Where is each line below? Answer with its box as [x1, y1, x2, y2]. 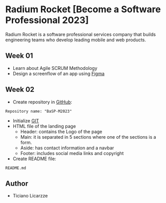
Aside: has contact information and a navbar [20, 144, 114, 151]
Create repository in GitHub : [12, 98, 73, 105]
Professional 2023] [5, 14, 89, 26]
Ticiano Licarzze [12, 193, 48, 199]
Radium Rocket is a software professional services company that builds [5, 31, 156, 37]
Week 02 [5, 85, 35, 94]
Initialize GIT [12, 117, 39, 123]
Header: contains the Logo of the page [20, 129, 102, 135]
